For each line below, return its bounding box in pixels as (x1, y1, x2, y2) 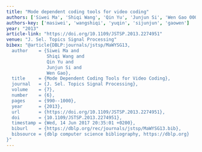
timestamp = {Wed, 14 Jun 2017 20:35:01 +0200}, (11, 120, 136, 126)
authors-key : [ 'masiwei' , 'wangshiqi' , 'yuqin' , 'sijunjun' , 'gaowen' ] (6, 20, 189, 26)
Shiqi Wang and (46, 53, 85, 59)
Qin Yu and (46, 59, 74, 65)
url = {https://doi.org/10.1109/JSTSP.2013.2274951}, (11, 109, 165, 115)
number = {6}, (11, 92, 55, 98)
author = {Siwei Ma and (11, 48, 79, 54)
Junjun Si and (46, 64, 82, 71)
